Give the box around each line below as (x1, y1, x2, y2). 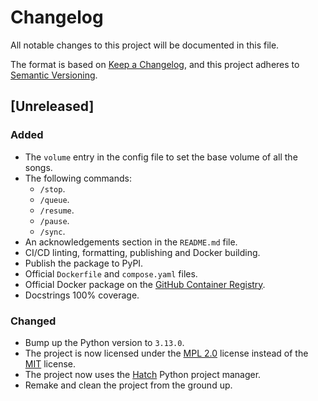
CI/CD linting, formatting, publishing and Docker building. (24, 246, 261, 258)
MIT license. (24, 357, 76, 370)
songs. (24, 161, 53, 173)
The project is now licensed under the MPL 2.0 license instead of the (24, 347, 309, 359)
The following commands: (24, 172, 132, 184)
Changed (10, 314, 57, 328)
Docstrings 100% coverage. (24, 289, 140, 301)
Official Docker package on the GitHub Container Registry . (24, 278, 266, 290)
